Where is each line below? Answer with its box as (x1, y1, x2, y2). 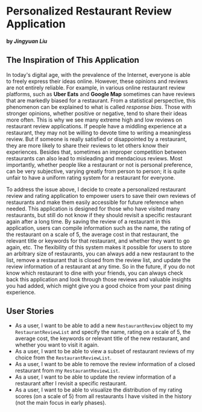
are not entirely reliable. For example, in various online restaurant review (6, 83, 186, 91)
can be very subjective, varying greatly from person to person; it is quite (6, 168, 186, 175)
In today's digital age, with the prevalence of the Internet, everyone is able (6, 71, 191, 78)
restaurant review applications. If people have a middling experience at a (6, 122, 187, 129)
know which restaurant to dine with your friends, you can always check (6, 269, 183, 276)
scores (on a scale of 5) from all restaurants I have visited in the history (14, 393, 192, 400)
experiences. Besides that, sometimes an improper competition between (6, 148, 187, 155)
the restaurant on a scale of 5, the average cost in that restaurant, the (6, 231, 179, 238)
